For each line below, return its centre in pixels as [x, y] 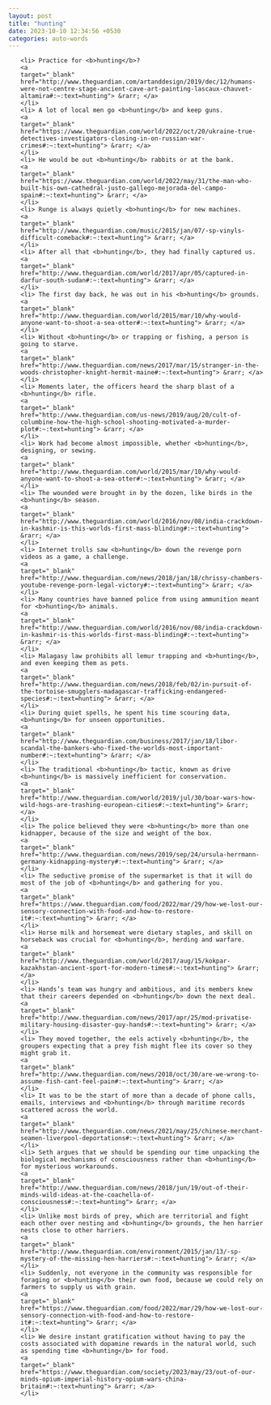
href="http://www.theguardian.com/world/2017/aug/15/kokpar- [125, 961]
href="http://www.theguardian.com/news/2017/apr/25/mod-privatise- [136, 1018]
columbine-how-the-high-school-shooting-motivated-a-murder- [125, 422]
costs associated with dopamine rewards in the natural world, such [138, 1344]
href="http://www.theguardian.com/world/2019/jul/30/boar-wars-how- [138, 798]
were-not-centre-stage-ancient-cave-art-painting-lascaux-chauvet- [136, 89]
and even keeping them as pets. [74, 664]
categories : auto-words [49, 38]
